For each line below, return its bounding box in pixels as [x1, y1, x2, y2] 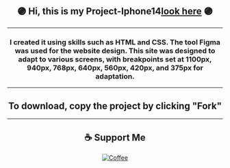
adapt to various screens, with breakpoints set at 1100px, [18, 54, 212, 64]
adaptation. [95, 71, 135, 81]
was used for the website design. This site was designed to [14, 46, 216, 55]
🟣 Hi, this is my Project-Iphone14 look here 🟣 [16, 5, 214, 17]
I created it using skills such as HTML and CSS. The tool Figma [9, 37, 220, 46]
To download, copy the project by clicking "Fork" [8, 100, 222, 111]
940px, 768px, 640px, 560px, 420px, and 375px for [27, 63, 203, 72]
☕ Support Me [84, 132, 146, 143]
